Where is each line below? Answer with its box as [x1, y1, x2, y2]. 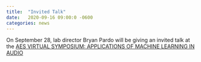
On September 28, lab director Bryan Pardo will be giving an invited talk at [6, 37, 190, 44]
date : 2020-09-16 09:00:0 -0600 [6, 14, 94, 20]
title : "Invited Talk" [6, 8, 66, 15]
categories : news [6, 20, 50, 26]
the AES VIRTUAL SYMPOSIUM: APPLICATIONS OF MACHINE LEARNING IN [6, 43, 195, 50]
